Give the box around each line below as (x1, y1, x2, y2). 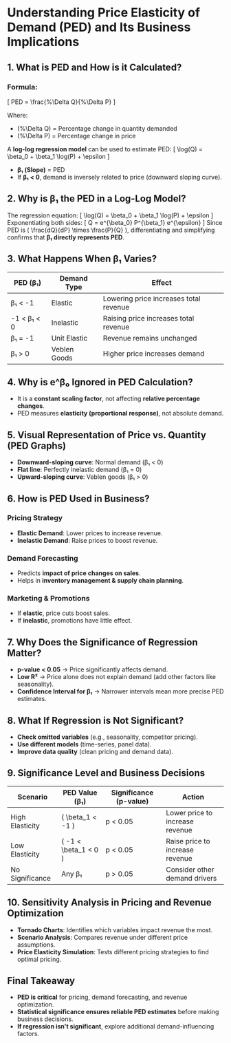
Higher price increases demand (102, 349, 205, 358)
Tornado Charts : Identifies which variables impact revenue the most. (16, 925, 213, 934)
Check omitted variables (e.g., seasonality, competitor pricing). (16, 733, 198, 741)
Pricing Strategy (7, 513, 63, 523)
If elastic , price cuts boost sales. (16, 609, 110, 617)
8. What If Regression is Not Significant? (7, 714, 184, 727)
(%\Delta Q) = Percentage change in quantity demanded (16, 124, 177, 132)
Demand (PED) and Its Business (7, 19, 191, 35)
